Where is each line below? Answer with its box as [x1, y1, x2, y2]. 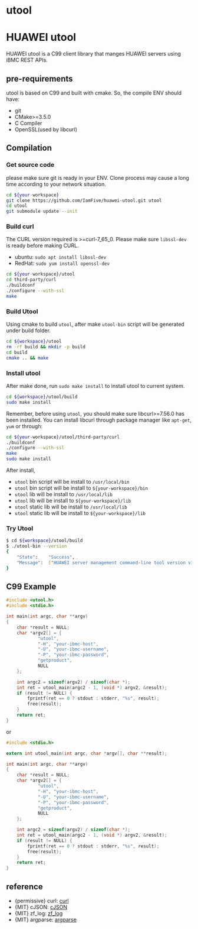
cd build [6, 349, 28, 355]
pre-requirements [6, 73, 73, 83]
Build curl [6, 222, 34, 231]
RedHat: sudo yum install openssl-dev [14, 260, 110, 267]
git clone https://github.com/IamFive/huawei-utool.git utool [6, 198, 162, 203]
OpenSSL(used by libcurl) [14, 125, 78, 133]
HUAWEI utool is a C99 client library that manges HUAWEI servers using [6, 50, 181, 57]
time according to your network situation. [6, 180, 106, 187]
